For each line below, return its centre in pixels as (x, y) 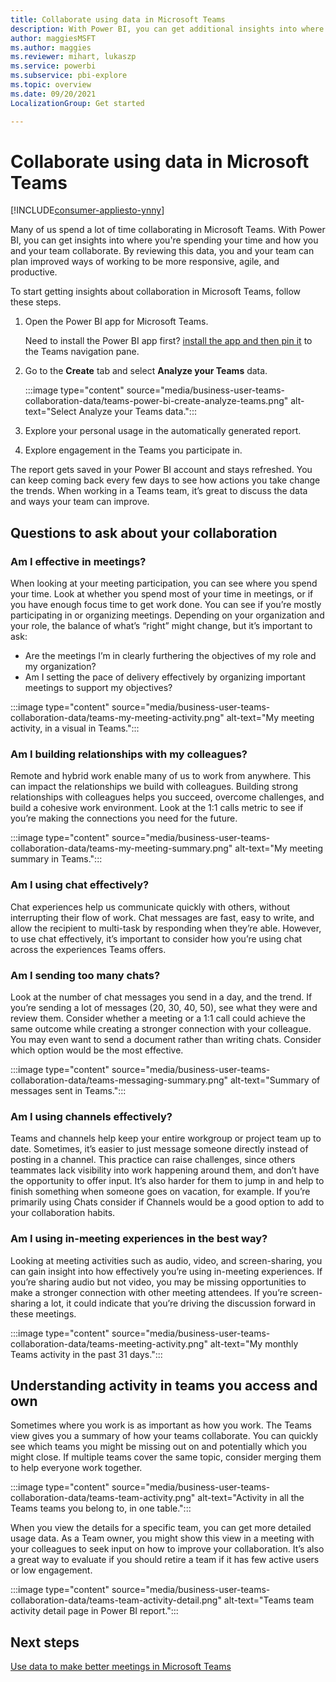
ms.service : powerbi (53, 66)
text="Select (50, 412)
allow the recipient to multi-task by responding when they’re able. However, (166, 928)
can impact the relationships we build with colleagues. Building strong (154, 787)
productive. (34, 272)
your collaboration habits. (63, 1213)
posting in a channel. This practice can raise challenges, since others (153, 1160)
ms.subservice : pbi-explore (69, 76)
